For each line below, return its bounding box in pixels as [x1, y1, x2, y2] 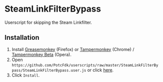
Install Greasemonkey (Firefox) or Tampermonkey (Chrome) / [11, 46, 135, 52]
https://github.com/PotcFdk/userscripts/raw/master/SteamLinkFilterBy [11, 63, 159, 67]
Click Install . [11, 72, 40, 78]
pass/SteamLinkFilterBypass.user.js [11, 68, 86, 73]
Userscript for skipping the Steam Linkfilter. [4, 19, 92, 25]
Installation [4, 33, 40, 42]
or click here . [87, 67, 114, 73]
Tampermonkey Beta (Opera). [11, 51, 72, 57]
